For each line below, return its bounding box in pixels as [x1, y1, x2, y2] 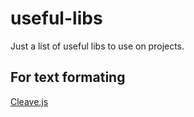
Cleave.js [10, 95, 49, 107]
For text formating [10, 69, 126, 86]
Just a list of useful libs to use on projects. [10, 40, 185, 52]
